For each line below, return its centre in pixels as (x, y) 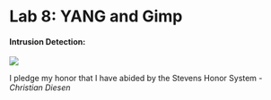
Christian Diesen (40, 87)
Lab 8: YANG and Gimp (96, 17)
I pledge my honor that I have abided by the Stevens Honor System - (136, 79)
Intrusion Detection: (48, 41)
